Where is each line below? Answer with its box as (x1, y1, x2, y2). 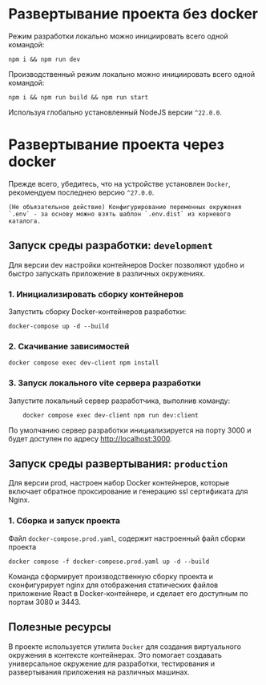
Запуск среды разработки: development (8, 239, 214, 252)
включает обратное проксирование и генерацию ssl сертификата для (8, 486, 248, 497)
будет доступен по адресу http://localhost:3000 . (8, 433, 172, 443)
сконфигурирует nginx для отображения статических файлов (8, 580, 219, 590)
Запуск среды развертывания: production (8, 457, 228, 470)
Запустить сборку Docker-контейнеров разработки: (8, 306, 187, 316)
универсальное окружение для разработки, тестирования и (8, 659, 215, 668)
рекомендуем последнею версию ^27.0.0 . (8, 187, 155, 197)
